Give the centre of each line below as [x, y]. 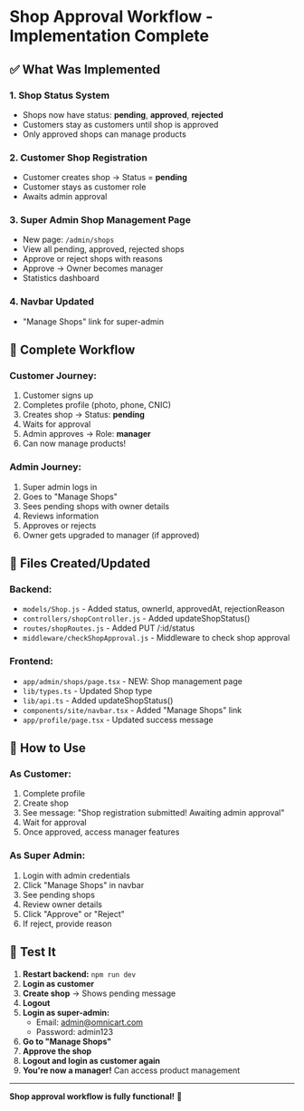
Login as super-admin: [66, 1012]
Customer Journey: [53, 376]
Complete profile [54, 794]
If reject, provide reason [67, 923]
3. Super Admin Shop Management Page [100, 220]
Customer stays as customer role [84, 187]
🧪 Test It [33, 952]
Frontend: [32, 662]
